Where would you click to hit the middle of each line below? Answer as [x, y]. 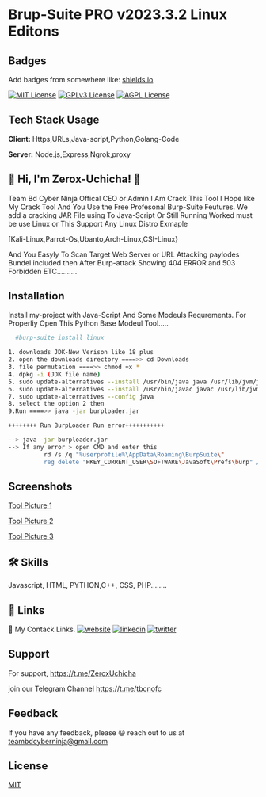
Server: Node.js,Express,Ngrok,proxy [69, 154]
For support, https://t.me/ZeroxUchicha [72, 673]
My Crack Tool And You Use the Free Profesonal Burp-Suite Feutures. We [128, 207]
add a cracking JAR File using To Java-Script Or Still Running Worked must [131, 215]
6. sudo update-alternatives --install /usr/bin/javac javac [111, 389]
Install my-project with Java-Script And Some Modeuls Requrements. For [127, 315]
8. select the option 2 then [56, 404]
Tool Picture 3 [31, 536]
